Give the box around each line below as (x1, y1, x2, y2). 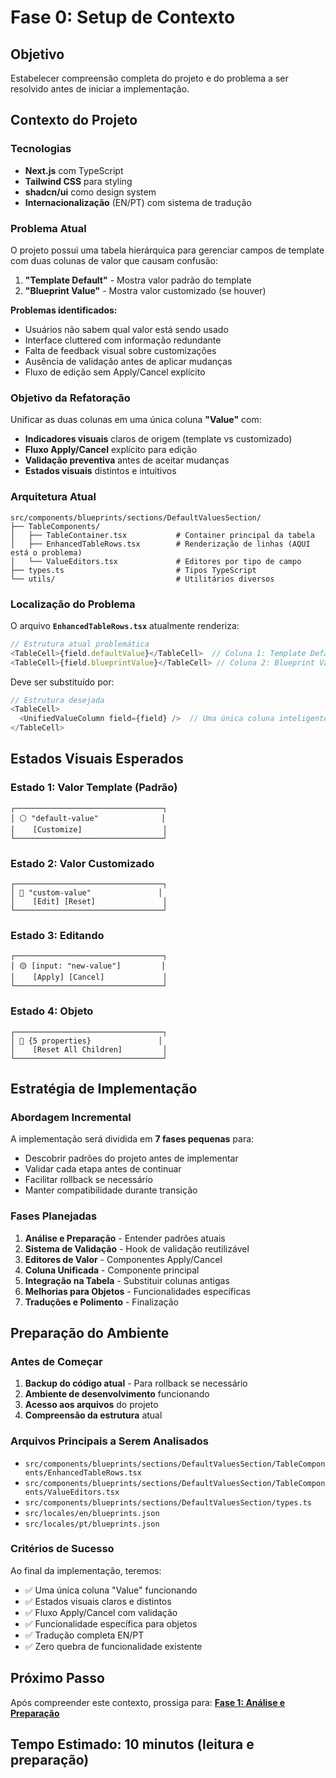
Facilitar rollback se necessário (24, 1174, 153, 1186)
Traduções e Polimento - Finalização (24, 1296, 179, 1308)
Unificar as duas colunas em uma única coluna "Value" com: (10, 414, 262, 426)
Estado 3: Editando (10, 928, 105, 942)
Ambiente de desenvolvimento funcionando (24, 1388, 210, 1400)
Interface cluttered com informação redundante (24, 334, 222, 346)
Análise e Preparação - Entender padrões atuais (24, 1232, 226, 1244)
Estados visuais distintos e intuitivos (24, 465, 177, 477)
